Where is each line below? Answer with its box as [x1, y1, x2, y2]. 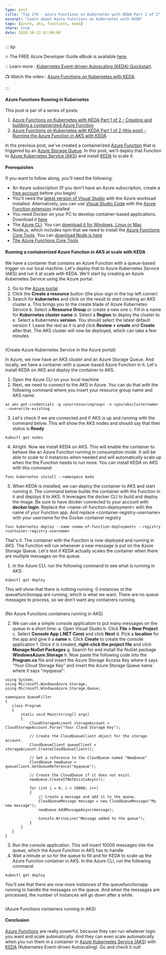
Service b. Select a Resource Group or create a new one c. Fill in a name [12, 306, 161, 312]
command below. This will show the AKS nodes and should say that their [12, 420, 161, 426]
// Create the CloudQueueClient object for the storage [29, 733, 148, 738]
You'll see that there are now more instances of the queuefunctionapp [5, 881, 148, 887]
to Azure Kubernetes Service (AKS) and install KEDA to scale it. [5, 153, 134, 159]
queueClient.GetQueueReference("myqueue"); [5, 764, 97, 769]
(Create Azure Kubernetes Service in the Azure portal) [5, 346, 116, 352]
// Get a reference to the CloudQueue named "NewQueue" [29, 755, 148, 760]
